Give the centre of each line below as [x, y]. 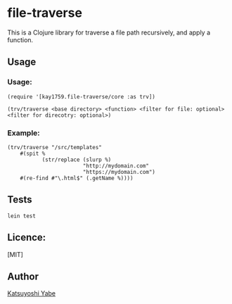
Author [23, 276]
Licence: [27, 237]
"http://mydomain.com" [116, 166]
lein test [22, 216]
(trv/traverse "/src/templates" [54, 147]
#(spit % [33, 153]
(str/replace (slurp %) [77, 160]
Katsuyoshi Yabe [32, 293]
